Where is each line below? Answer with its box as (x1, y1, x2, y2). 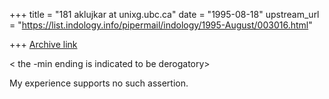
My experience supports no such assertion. (9, 77, 189, 89)
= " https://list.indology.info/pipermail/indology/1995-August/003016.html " (9, 19, 313, 31)
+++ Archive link (9, 39, 78, 50)
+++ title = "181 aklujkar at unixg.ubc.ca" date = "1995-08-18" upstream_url (9, 9, 320, 20)
